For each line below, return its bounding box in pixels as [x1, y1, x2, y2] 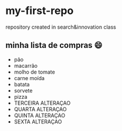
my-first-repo [5, 4, 74, 18]
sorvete [13, 87, 33, 94]
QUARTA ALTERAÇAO [13, 105, 67, 112]
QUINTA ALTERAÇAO [13, 112, 66, 119]
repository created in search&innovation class [5, 23, 117, 30]
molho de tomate [13, 68, 55, 75]
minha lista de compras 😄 [5, 40, 103, 50]
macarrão [13, 62, 38, 69]
